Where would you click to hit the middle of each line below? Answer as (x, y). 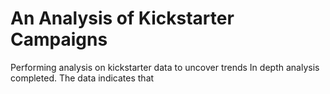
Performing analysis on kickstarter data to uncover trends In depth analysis (165, 67)
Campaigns (59, 39)
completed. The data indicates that (82, 78)
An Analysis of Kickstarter (122, 18)
